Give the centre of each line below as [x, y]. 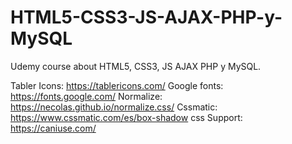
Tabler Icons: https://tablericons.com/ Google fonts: [117, 85]
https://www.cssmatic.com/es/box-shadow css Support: [126, 117]
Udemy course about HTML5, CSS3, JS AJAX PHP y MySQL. [136, 66]
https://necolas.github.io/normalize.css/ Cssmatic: [114, 107]
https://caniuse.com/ [53, 128]
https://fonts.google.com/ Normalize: [86, 96]
